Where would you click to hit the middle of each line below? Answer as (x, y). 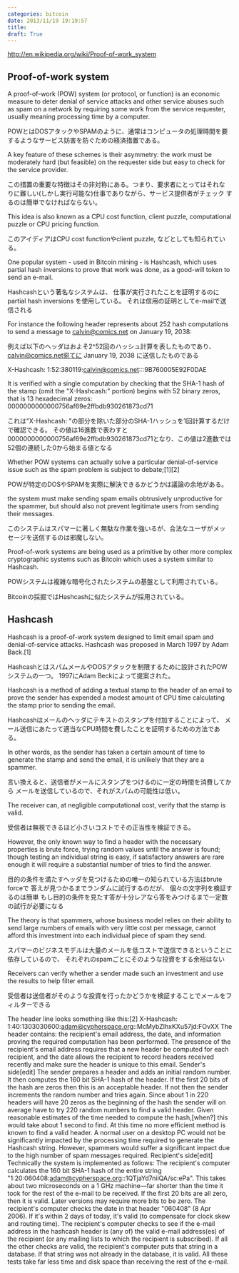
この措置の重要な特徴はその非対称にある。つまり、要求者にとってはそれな (117, 185)
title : (17, 27)
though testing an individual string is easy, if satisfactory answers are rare (116, 857)
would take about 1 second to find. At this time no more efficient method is (117, 1124)
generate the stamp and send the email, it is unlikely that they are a (106, 759)
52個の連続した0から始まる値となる (60, 448)
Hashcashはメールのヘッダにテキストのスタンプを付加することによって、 (115, 720)
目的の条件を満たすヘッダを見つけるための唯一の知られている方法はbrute (115, 879)
